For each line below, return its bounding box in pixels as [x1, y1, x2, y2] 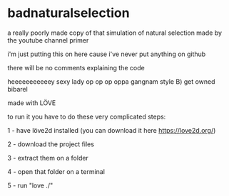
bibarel [7, 85, 29, 93]
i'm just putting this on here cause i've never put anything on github [7, 50, 206, 58]
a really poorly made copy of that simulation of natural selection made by [7, 28, 223, 37]
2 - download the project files [7, 140, 95, 148]
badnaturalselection [7, 5, 130, 21]
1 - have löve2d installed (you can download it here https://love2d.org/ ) [7, 126, 216, 134]
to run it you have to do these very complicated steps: [7, 112, 166, 121]
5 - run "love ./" [7, 181, 54, 190]
